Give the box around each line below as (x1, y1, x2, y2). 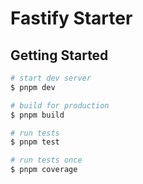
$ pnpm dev (10, 82, 56, 92)
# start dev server (10, 73, 92, 83)
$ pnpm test (10, 137, 60, 147)
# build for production (10, 100, 110, 111)
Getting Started (10, 47, 109, 64)
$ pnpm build (10, 110, 65, 120)
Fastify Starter (10, 7, 133, 30)
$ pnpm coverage (10, 165, 78, 175)
